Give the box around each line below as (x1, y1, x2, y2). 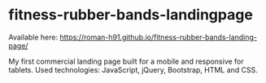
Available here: (8, 32, 59, 42)
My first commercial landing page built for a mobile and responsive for (8, 56, 244, 66)
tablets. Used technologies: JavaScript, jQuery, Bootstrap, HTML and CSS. (8, 64, 259, 74)
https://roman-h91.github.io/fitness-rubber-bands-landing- (59, 32, 258, 42)
